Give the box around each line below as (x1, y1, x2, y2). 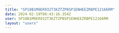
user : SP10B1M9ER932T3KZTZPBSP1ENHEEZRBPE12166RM (5, 16, 109, 21)
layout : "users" (5, 20, 38, 26)
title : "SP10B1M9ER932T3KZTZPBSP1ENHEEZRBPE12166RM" (5, 7, 115, 12)
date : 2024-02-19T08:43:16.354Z (5, 12, 71, 16)
